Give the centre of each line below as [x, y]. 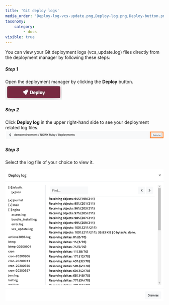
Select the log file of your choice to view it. [50, 162]
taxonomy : [16, 21]
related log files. [22, 127]
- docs [30, 32]
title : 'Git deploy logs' [32, 11]
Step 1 [12, 69]
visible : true [20, 37]
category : [25, 27]
